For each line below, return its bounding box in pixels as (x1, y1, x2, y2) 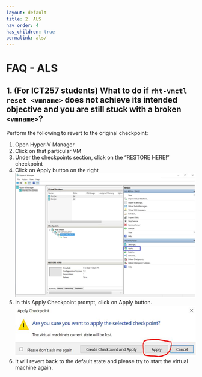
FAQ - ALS (6, 62, 58, 75)
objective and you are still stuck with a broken (6, 104, 182, 114)
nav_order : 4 (6, 22, 39, 28)
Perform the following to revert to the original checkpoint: (6, 130, 148, 137)
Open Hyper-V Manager (14, 141, 75, 148)
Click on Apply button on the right (14, 167, 99, 174)
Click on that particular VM (14, 148, 82, 155)
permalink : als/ (6, 35, 47, 41)
